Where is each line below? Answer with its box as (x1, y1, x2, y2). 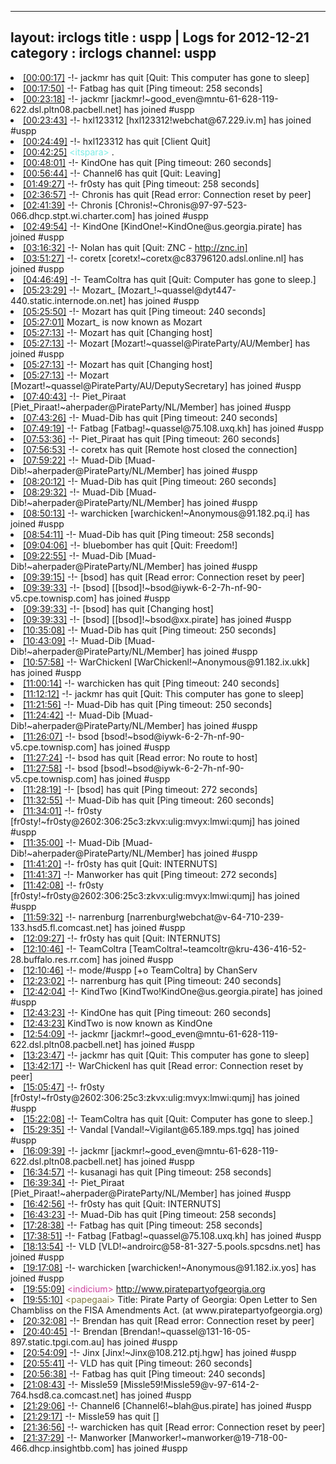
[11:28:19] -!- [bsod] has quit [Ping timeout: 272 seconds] (23, 783, 258, 795)
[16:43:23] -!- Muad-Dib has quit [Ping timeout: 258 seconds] (23, 1208, 277, 1220)
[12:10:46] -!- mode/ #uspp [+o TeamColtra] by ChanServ (23, 964, 258, 976)
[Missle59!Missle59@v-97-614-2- (119, 1378, 260, 1390)
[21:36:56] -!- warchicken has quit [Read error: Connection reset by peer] (23, 1421, 326, 1433)
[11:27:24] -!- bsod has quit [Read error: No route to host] (23, 751, 258, 763)
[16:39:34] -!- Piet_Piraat (23, 1176, 125, 1188)
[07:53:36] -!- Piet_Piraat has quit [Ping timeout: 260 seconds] (23, 432, 280, 445)
